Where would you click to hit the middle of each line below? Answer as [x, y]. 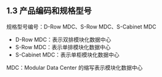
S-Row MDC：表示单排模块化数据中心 [63, 47]
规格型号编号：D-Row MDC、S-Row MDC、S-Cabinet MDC [81, 27]
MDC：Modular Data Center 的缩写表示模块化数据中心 [75, 67]
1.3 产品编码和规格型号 [49, 11]
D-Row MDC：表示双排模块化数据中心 [63, 39]
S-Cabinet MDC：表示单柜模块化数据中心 [67, 55]
